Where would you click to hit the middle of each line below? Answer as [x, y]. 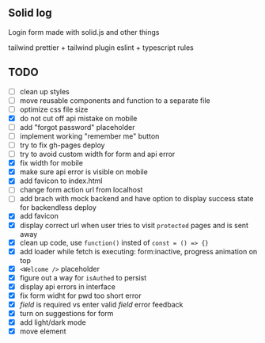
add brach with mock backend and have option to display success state [136, 199]
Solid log [30, 13]
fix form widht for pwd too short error [81, 295]
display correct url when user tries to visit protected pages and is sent [134, 225]
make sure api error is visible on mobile [83, 172]
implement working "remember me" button [89, 136]
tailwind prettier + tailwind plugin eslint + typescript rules [101, 48]
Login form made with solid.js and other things [84, 32]
